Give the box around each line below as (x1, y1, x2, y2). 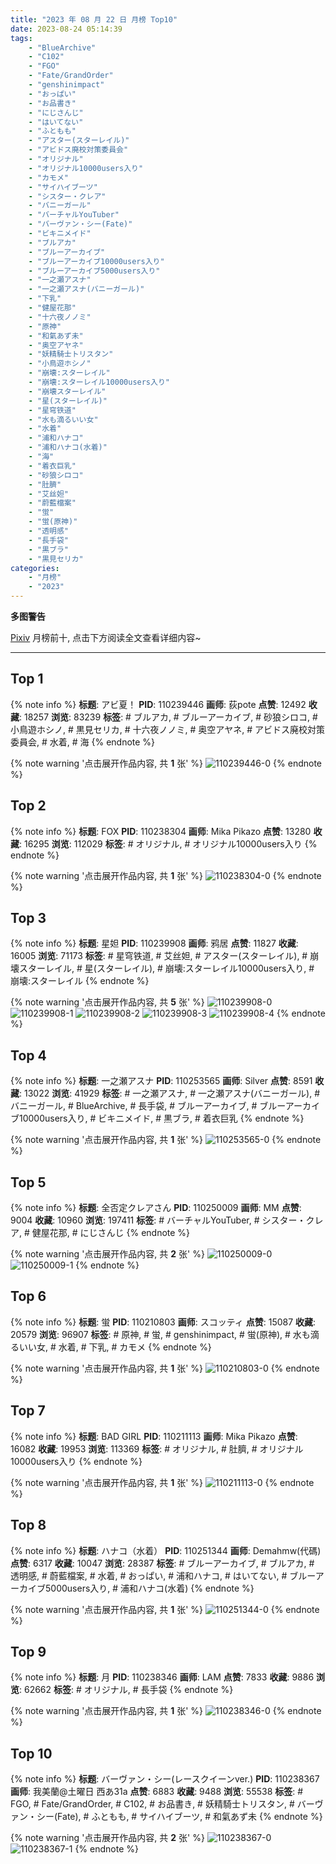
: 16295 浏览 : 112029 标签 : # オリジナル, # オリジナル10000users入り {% (19, 837, 318, 850)
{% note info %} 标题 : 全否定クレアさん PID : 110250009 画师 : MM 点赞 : (10, 1202, 302, 1214)
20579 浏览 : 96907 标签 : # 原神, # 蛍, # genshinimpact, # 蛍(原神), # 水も (10, 1328, 311, 1340)
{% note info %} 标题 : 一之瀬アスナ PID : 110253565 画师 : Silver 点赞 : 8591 (10, 1075, 313, 1087)
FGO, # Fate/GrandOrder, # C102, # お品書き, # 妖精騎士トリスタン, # (10, 1798, 295, 1810)
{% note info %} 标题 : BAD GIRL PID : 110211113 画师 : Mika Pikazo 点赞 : (10, 1430, 298, 1442)
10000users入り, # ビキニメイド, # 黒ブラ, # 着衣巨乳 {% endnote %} (18, 1112, 305, 1125)
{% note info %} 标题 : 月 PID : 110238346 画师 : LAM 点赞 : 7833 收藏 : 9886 (10, 1671, 315, 1683)
